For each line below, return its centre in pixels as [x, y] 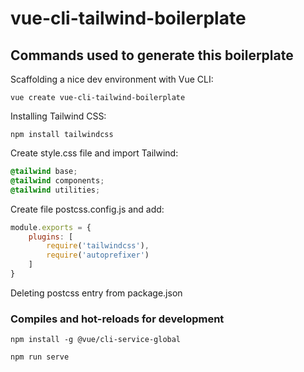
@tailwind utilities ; [55, 190]
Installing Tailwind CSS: [58, 116]
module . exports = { [51, 227]
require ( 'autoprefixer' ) [98, 255]
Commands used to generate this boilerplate [152, 55]
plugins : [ [51, 237]
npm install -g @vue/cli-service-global [96, 340]
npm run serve [40, 357]
